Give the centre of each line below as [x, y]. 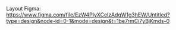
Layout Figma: [23, 9]
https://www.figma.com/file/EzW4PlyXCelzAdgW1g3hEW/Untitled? [88, 15]
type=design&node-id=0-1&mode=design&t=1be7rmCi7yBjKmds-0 [88, 21]
